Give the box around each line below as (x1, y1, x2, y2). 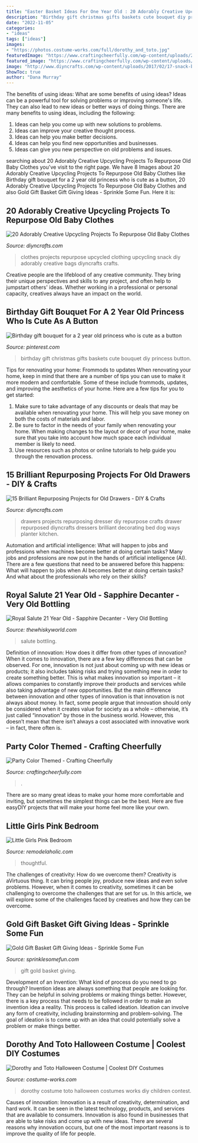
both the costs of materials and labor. (14, 415, 105, 422)
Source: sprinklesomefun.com (6, 955, 80, 963)
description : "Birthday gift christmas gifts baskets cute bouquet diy (6, 14, 186, 20)
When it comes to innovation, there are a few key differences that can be (6, 655, 183, 662)
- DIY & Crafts (6, 479, 58, 490)
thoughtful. (20, 859, 48, 866)
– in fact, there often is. (6, 724, 62, 731)
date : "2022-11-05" (6, 19, 54, 25)
